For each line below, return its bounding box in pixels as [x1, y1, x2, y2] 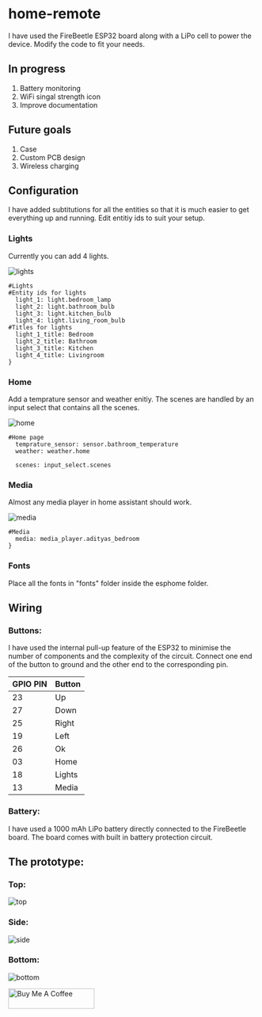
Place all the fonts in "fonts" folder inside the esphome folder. [8, 578, 209, 588]
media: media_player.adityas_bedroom [15, 535, 140, 543]
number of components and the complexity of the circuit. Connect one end [8, 651, 253, 661]
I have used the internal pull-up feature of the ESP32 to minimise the [8, 643, 231, 653]
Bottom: [8, 954, 40, 966]
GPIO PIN [12, 679, 47, 690]
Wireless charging [19, 161, 79, 170]
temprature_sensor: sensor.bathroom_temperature [15, 440, 179, 448]
